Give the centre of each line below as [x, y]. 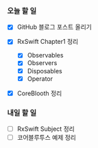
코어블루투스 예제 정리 [47, 138]
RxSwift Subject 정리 [46, 129]
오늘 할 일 [22, 10]
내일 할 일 [22, 112]
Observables [45, 56]
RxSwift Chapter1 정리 [48, 42]
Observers [42, 63]
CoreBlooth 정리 [39, 93]
